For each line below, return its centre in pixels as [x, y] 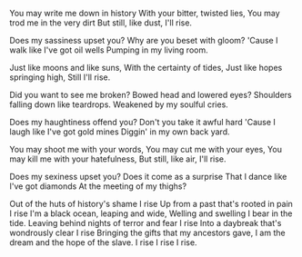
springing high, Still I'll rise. [60, 77]
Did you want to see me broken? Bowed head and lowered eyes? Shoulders [151, 95]
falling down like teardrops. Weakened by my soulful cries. [119, 104]
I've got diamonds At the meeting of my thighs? [98, 186]
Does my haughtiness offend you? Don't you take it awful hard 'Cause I [142, 122]
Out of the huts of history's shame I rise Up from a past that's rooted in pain [151, 204]
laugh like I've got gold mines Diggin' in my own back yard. [120, 132]
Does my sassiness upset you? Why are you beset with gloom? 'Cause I [144, 40]
